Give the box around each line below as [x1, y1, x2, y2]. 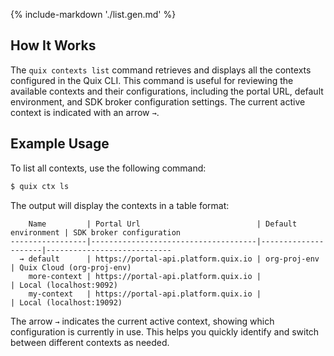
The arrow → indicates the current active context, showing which [10, 315, 275, 327]
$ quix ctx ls [10, 181, 70, 191]
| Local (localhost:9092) [10, 280, 118, 290]
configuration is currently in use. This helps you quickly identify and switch [10, 325, 320, 338]
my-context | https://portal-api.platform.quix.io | [28, 289, 262, 299]
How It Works [10, 37, 97, 54]
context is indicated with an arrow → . [10, 106, 160, 118]
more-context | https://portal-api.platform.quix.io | [28, 271, 262, 281]
